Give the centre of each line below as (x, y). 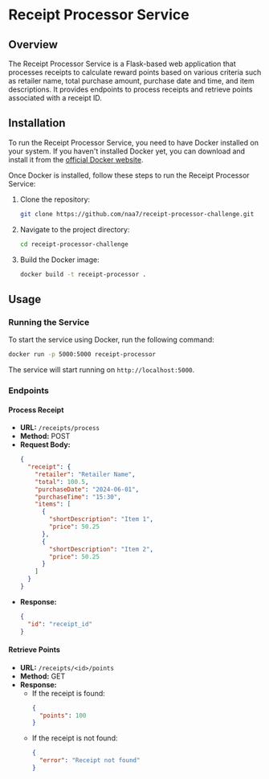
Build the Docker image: (60, 260)
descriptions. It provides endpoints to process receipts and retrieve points (130, 89)
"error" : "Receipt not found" (90, 761)
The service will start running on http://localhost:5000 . (102, 370)
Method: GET (43, 676)
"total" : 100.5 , (62, 482)
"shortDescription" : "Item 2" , (102, 549)
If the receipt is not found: (75, 738)
